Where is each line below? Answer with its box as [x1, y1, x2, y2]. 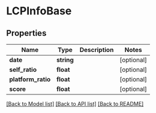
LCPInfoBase [6, 4, 72, 18]
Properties [6, 28, 47, 38]
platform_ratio [9, 75, 51, 83]
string [56, 56, 74, 64]
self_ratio [9, 66, 37, 74]
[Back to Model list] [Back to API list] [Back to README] [6, 100, 144, 107]
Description [79, 46, 114, 54]
